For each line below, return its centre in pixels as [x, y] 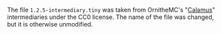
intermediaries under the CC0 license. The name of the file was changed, [111, 17]
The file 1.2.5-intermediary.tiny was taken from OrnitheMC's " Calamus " [111, 10]
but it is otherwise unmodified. [50, 24]
